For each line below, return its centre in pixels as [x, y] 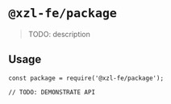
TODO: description [59, 34]
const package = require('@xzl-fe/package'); [86, 78]
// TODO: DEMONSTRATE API [52, 92]
